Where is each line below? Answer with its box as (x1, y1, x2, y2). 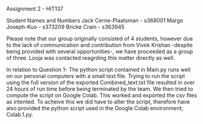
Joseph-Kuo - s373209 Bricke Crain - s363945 (6, 24, 125, 30)
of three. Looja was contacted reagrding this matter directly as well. (6, 54, 175, 61)
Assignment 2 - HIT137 (6, 5, 64, 12)
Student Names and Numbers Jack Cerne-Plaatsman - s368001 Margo (6, 17, 184, 24)
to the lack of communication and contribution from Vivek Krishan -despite (6, 42, 193, 48)
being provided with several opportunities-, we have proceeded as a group (6, 48, 193, 55)
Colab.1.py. (6, 111, 33, 118)
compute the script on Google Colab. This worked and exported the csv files (6, 92, 198, 99)
